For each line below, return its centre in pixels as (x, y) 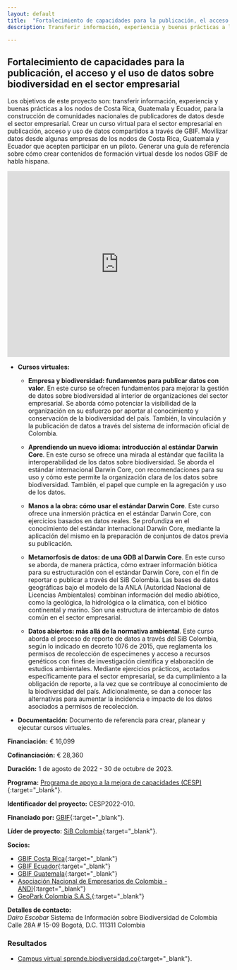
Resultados (27, 944)
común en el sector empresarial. (75, 617)
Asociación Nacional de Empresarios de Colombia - (92, 881)
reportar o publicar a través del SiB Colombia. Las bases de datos (123, 580)
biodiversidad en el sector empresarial (93, 84)
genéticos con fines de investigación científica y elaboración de (121, 661)
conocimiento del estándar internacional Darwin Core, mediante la (124, 529)
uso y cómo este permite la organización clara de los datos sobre (123, 477)
